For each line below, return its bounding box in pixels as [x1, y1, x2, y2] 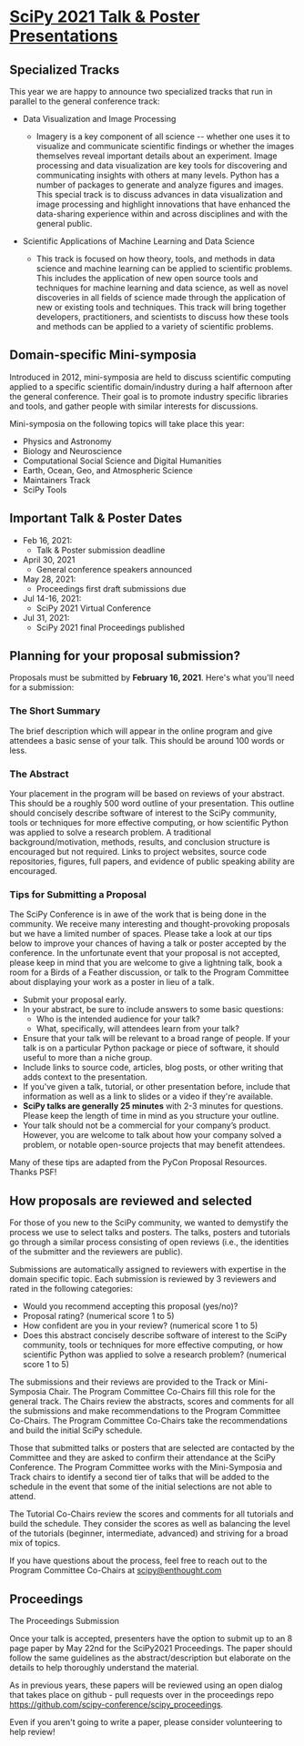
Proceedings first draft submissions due [35, 583, 187, 594]
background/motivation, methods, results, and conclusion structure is [9, 837, 270, 848]
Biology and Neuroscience [22, 445, 123, 456]
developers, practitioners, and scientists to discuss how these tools [35, 311, 289, 322]
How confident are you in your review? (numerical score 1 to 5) [22, 1320, 258, 1331]
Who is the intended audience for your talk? [35, 1013, 200, 1025]
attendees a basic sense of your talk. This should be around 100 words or [9, 735, 285, 746]
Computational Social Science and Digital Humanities [22, 455, 222, 466]
